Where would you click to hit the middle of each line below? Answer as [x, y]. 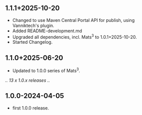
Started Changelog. [32, 42]
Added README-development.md [47, 31]
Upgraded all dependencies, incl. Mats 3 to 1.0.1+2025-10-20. [74, 36]
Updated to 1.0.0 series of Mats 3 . [46, 70]
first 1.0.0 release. [31, 108]
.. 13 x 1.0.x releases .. [28, 80]
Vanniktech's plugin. [33, 25]
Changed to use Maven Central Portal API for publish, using [73, 20]
